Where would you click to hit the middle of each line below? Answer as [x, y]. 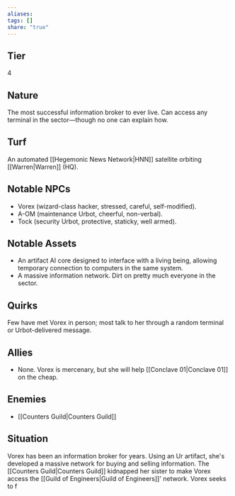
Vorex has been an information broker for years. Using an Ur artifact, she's [116, 456]
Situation [28, 439]
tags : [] [20, 21]
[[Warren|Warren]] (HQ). [43, 167]
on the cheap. [38, 377]
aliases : [20, 14]
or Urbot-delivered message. [50, 330]
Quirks [22, 305]
